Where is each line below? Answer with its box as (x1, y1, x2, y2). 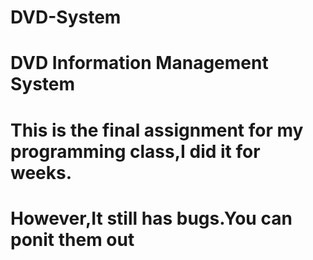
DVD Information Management (10, 52, 269, 75)
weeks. (10, 161, 73, 184)
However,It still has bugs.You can (10, 207, 293, 230)
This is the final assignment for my (10, 119, 304, 141)
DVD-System (10, 6, 122, 29)
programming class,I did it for (10, 140, 261, 163)
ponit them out (10, 228, 135, 251)
